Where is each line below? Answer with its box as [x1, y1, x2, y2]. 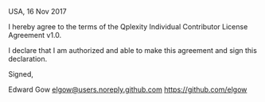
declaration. [8, 55, 48, 63]
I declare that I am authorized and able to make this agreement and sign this [8, 46, 257, 55]
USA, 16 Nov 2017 [8, 7, 67, 16]
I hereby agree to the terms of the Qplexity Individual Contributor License [8, 22, 248, 31]
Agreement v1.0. [8, 31, 62, 40]
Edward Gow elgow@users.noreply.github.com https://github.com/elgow [8, 85, 247, 94]
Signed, [8, 70, 33, 78]
